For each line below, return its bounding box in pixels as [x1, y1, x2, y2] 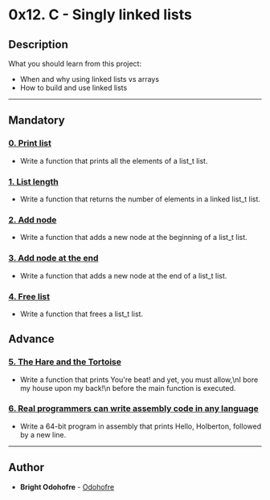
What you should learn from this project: [8, 59, 142, 68]
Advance [8, 332, 55, 346]
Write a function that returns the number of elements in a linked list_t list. [19, 194, 261, 204]
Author [8, 461, 44, 474]
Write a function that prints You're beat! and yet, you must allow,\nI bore [19, 375, 259, 384]
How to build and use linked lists [19, 83, 128, 92]
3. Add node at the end [8, 253, 99, 264]
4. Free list [8, 291, 51, 302]
